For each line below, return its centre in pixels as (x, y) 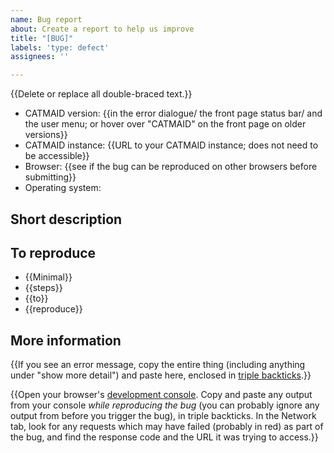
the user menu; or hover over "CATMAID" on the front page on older (165, 124)
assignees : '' (40, 57)
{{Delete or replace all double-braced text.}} (101, 94)
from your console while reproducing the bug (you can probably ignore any (165, 405)
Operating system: (63, 188)
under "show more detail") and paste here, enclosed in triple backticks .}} (161, 375)
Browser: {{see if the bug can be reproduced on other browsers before (171, 167)
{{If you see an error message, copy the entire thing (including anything (158, 365)
